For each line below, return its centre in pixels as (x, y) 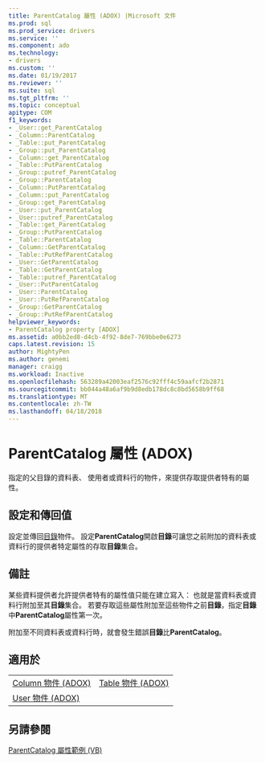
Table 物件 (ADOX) (134, 683)
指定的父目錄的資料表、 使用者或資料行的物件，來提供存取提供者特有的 (125, 477)
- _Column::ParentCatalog (51, 135)
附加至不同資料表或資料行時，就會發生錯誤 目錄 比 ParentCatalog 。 (117, 632)
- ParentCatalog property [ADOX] (64, 329)
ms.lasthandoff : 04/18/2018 (55, 412)
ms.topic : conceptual (45, 105)
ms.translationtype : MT (48, 397)
